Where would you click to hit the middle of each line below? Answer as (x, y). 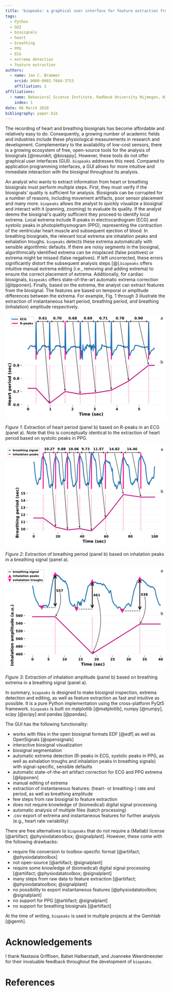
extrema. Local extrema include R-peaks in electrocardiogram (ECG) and (81, 220)
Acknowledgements (49, 942)
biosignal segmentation (37, 750)
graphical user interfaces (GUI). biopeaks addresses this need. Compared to (85, 161)
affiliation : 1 (31, 86)
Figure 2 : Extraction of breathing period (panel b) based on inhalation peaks (85, 554)
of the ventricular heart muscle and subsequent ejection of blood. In (77, 231)
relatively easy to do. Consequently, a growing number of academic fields (83, 134)
